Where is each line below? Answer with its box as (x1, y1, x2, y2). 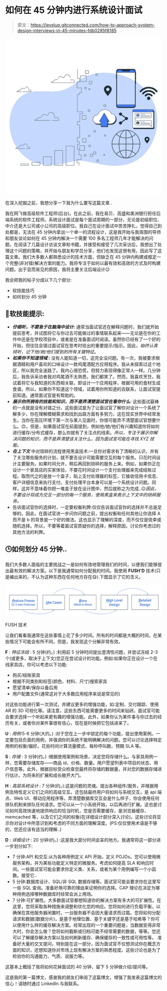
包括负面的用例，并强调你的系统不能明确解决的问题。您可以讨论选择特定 (13, 737, 162, 743)
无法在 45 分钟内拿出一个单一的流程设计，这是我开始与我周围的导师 (22, 229, 162, 235)
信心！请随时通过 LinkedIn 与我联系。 (5, 981, 82, 987)
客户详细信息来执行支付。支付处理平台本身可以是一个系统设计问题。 (12, 479, 152, 485)
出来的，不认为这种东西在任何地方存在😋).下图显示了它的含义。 (13, 574, 143, 580)
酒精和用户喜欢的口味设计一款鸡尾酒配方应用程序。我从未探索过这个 (16, 361, 157, 367)
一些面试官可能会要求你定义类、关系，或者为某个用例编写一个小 (21, 866, 152, 872)
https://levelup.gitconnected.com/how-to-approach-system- (30, 22, 155, 28)
